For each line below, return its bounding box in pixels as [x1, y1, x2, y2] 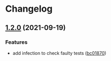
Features [5, 39, 28, 46]
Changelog [5, 3, 53, 15]
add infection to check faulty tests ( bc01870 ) [12, 50, 106, 56]
